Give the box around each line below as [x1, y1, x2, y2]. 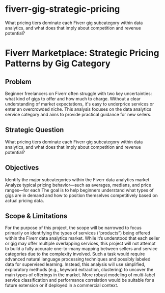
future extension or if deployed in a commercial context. [5, 282, 119, 289]
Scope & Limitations [5, 212, 68, 220]
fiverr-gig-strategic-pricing [5, 3, 120, 15]
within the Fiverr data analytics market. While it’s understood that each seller [5, 235, 160, 241]
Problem [5, 77, 32, 86]
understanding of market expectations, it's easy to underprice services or [5, 101, 154, 107]
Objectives [5, 163, 39, 172]
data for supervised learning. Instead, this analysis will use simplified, [5, 261, 146, 267]
